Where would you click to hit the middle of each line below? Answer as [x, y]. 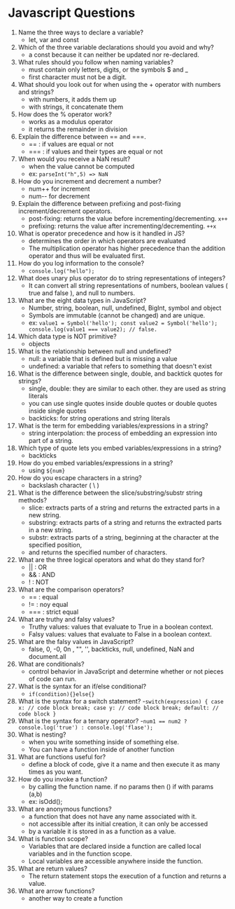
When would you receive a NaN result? [74, 158]
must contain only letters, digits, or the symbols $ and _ [108, 69]
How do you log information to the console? [81, 263]
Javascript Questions [72, 13]
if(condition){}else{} [62, 694]
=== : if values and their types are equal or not [95, 151]
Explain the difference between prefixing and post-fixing [99, 203]
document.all [47, 656]
